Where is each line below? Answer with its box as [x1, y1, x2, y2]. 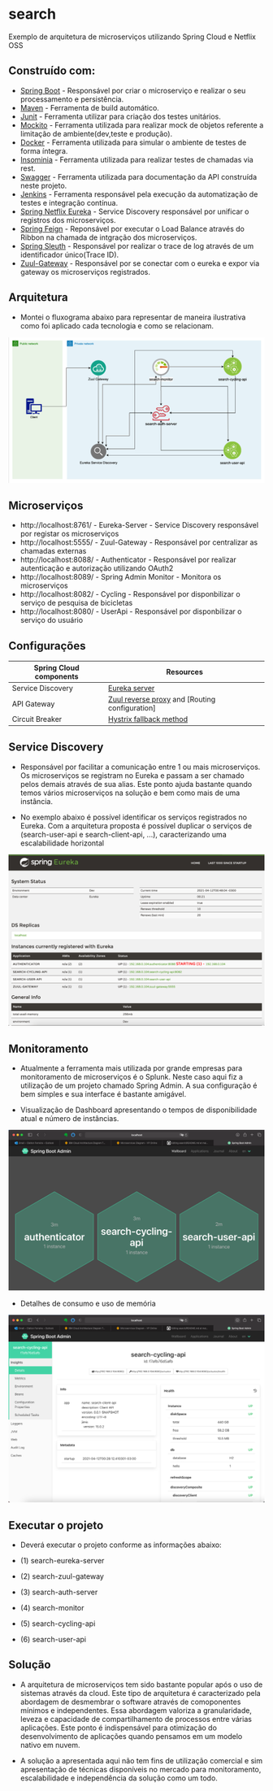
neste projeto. [19, 180, 67, 190]
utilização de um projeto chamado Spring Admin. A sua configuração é [19, 1080, 258, 1090]
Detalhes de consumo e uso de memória [19, 1298, 156, 1308]
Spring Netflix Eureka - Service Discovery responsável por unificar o [19, 206, 249, 216]
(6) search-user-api [19, 1635, 87, 1645]
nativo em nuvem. [19, 1740, 80, 1750]
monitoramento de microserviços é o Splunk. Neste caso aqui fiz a [19, 1072, 244, 1082]
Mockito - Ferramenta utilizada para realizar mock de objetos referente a [19, 120, 264, 130]
